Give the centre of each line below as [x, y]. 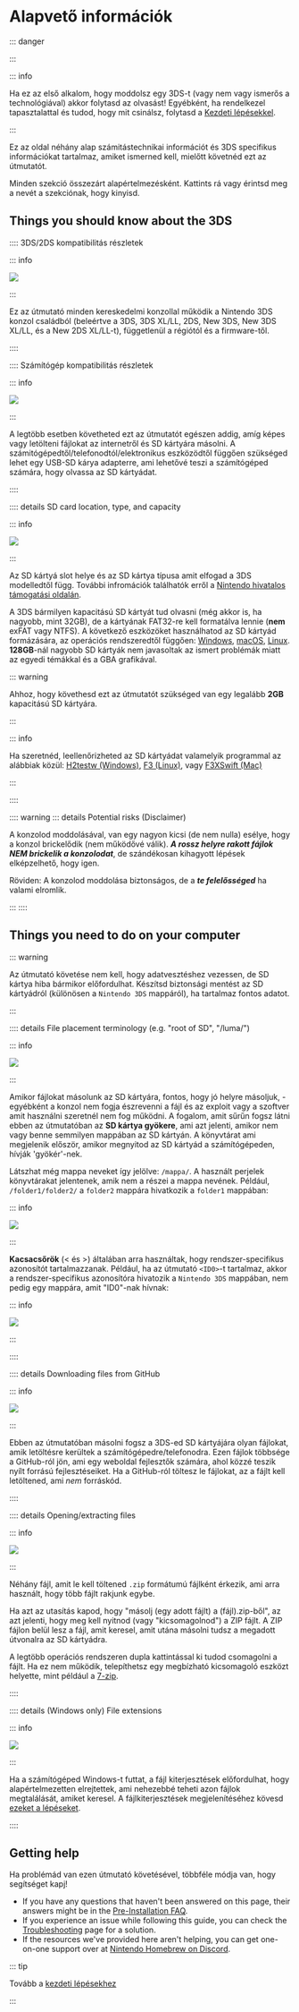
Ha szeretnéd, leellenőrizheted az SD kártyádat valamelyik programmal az [145, 755]
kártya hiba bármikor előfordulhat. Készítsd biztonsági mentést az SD [137, 984]
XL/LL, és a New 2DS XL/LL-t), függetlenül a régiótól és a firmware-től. [139, 330]
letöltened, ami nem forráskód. [66, 1480]
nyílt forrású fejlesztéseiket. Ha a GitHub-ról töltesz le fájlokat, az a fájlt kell [147, 1471]
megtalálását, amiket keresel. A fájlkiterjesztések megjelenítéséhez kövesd [146, 1798]
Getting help [44, 1853]
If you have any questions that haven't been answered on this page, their [156, 1901]
